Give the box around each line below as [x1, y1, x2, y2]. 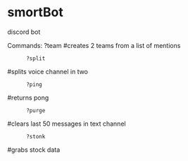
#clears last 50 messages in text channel [7, 119, 126, 128]
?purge [25, 107, 46, 114]
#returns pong [7, 93, 49, 102]
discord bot [7, 28, 41, 36]
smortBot [7, 4, 63, 20]
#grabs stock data [7, 145, 61, 154]
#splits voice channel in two [7, 67, 89, 76]
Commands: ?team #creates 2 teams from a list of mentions [7, 41, 181, 49]
